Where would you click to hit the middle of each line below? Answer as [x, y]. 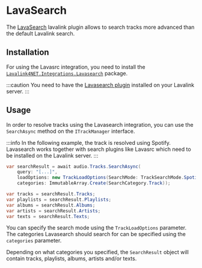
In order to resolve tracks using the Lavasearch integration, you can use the [100, 124]
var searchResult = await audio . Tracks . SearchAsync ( [74, 166]
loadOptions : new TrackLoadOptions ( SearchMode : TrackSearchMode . [101, 178]
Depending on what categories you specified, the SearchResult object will [98, 252]
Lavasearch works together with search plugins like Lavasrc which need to [99, 149]
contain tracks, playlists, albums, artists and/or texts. [72, 258]
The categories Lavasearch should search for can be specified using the [96, 234]
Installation [28, 53]
